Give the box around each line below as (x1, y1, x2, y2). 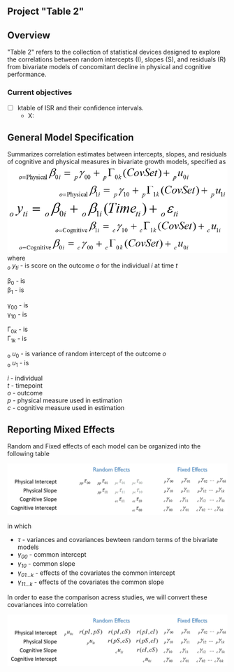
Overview (7, 29, 51, 41)
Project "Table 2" (7, 6, 85, 17)
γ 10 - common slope (17, 560, 75, 570)
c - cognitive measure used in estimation (7, 403, 125, 411)
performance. (7, 70, 47, 79)
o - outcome (7, 388, 43, 397)
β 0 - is (7, 277, 26, 286)
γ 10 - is (7, 310, 28, 320)
